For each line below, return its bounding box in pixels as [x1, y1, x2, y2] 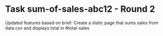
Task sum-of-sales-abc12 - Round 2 [5, 3, 155, 15]
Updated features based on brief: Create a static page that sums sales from [5, 20, 159, 26]
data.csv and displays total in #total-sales [5, 25, 90, 31]
